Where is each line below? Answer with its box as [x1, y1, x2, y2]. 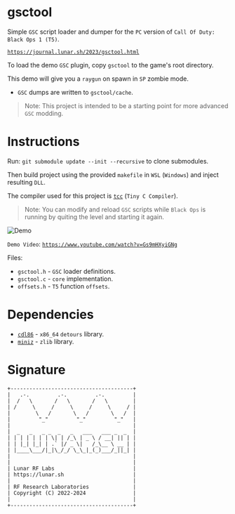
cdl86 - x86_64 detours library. [17, 329, 105, 338]
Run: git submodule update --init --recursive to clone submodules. [7, 157, 209, 165]
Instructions [7, 134, 80, 150]
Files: [7, 253, 23, 262]
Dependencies [7, 307, 94, 323]
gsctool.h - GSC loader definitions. [17, 267, 116, 275]
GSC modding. [24, 109, 64, 117]
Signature [7, 362, 66, 378]
